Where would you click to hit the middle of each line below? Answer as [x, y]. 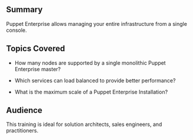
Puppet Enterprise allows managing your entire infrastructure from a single [96, 24]
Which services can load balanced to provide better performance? [95, 80]
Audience [24, 110]
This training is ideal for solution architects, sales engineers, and [84, 124]
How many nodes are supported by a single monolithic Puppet [90, 63]
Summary [24, 10]
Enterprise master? [37, 69]
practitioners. [22, 131]
